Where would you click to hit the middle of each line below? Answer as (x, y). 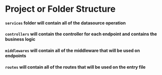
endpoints (16, 55)
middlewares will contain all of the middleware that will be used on (73, 50)
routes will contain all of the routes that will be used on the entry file (75, 67)
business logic (20, 39)
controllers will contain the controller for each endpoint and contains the (81, 34)
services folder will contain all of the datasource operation (66, 23)
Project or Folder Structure (60, 9)
